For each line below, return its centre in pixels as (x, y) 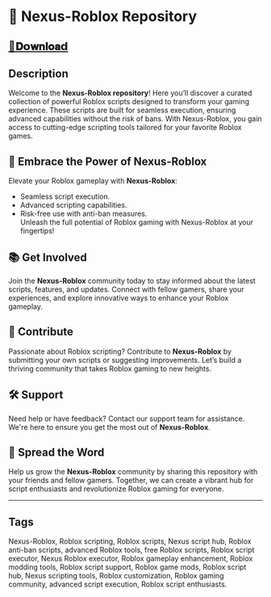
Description (38, 73)
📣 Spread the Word (56, 453)
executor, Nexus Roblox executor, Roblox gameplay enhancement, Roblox (131, 559)
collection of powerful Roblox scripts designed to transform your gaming (129, 102)
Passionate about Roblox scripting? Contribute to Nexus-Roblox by (120, 351)
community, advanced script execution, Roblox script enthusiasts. (118, 584)
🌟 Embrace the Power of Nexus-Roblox (108, 161)
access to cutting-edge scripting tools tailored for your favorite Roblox (125, 128)
